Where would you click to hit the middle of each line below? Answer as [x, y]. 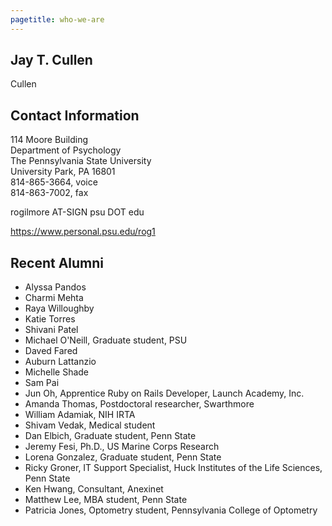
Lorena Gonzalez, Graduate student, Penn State [123, 457]
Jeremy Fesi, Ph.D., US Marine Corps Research [122, 447]
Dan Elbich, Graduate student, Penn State [110, 436]
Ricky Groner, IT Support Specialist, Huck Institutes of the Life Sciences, [173, 468]
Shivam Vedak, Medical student [90, 425]
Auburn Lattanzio [60, 362]
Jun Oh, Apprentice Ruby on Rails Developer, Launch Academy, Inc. [164, 393]
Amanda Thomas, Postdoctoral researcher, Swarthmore [139, 404]
